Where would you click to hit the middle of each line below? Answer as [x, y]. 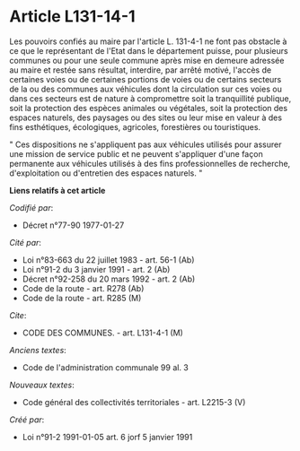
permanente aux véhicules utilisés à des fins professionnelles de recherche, [150, 163]
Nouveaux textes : [42, 385]
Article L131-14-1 [73, 17]
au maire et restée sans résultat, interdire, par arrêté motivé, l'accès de [141, 70]
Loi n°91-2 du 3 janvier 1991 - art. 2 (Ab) [96, 269]
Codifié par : [31, 207]
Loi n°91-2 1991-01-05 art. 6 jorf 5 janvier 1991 [107, 437]
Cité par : [26, 242]
